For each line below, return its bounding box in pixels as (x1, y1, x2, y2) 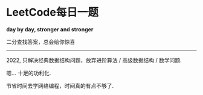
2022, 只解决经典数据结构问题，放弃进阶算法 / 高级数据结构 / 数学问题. (6, 57, 182, 64)
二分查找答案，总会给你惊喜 (6, 38, 76, 45)
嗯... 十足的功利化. (6, 69, 51, 76)
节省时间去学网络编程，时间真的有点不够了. (6, 82, 114, 89)
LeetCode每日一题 (6, 5, 98, 19)
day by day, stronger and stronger (6, 25, 94, 33)
